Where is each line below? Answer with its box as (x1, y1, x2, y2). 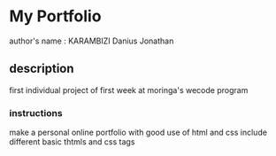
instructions (9, 106, 64, 119)
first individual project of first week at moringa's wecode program (9, 84, 249, 95)
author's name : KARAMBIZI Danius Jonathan (9, 35, 174, 46)
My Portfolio (9, 6, 102, 27)
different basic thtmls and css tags (9, 136, 135, 147)
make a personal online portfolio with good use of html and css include (9, 127, 268, 138)
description (9, 61, 74, 76)
